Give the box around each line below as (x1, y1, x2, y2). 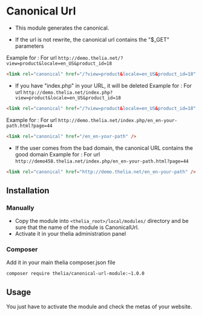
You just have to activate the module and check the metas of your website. (6, 303, 192, 311)
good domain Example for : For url (15, 150, 100, 158)
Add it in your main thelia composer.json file (6, 259, 116, 266)
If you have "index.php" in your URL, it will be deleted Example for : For (15, 82, 192, 89)
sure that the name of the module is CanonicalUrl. (15, 224, 139, 231)
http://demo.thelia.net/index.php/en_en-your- (58, 117, 177, 123)
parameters (15, 42, 44, 50)
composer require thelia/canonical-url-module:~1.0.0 (6, 271, 145, 277)
